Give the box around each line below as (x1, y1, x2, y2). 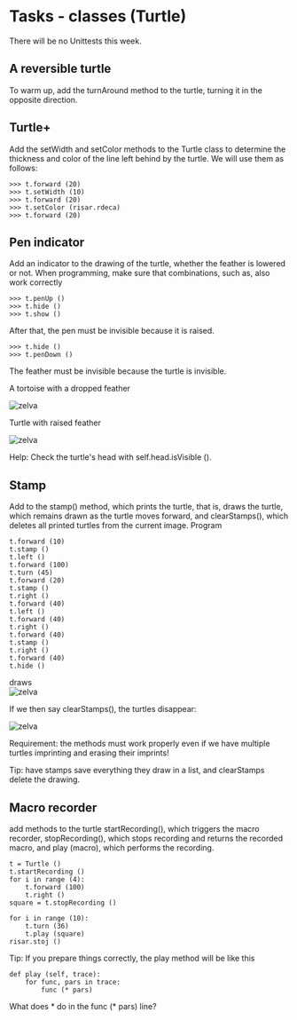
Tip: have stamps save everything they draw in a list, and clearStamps (9, 765, 265, 776)
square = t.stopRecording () (9, 898, 117, 907)
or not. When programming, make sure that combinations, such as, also (9, 268, 270, 279)
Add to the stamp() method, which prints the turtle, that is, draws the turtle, (9, 502, 284, 512)
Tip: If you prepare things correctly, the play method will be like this (9, 953, 255, 963)
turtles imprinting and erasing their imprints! (9, 747, 170, 758)
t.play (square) (25, 929, 86, 938)
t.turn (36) (25, 921, 69, 930)
